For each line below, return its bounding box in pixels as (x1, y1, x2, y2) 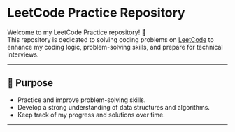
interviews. (7, 50, 39, 59)
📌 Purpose (7, 77, 54, 89)
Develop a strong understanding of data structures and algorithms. (17, 103, 210, 111)
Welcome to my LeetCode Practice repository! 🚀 (7, 28, 146, 36)
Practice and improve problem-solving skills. (17, 96, 146, 104)
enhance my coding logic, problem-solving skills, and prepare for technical (7, 43, 223, 51)
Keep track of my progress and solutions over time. (17, 110, 166, 119)
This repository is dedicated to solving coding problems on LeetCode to (7, 35, 215, 43)
